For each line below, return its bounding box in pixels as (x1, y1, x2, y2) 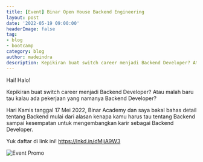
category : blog (6, 49, 45, 55)
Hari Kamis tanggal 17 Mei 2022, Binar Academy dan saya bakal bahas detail (6, 106, 197, 113)
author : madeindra (6, 54, 53, 60)
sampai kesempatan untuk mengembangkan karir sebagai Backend (6, 119, 174, 126)
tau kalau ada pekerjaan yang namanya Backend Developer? (6, 95, 157, 102)
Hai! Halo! (6, 76, 31, 84)
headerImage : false (6, 25, 56, 32)
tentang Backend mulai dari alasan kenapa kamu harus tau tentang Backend (6, 113, 195, 120)
